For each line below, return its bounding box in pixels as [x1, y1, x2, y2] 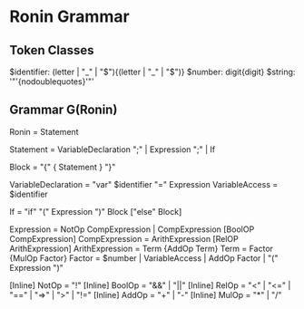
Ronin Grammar [9, 6, 130, 27]
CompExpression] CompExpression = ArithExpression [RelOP [9, 233, 239, 244]
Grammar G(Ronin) [9, 102, 118, 118]
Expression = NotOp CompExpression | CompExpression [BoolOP [9, 224, 255, 235]
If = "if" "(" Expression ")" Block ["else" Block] [9, 206, 182, 217]
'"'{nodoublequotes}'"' [9, 76, 95, 87]
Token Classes [9, 43, 94, 58]
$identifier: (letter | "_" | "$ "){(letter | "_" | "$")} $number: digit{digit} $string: [9, 66, 296, 77]
